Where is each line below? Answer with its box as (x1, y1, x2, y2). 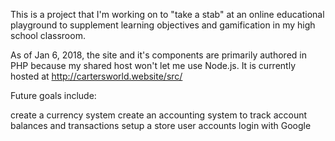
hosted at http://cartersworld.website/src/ (10, 70, 183, 82)
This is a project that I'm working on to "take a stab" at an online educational (10, 9, 325, 20)
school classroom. (10, 30, 86, 41)
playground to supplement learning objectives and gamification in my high (10, 19, 316, 31)
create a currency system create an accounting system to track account (10, 109, 308, 121)
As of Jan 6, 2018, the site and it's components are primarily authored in (10, 49, 307, 61)
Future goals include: (10, 90, 97, 101)
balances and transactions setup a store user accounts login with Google (10, 120, 312, 131)
